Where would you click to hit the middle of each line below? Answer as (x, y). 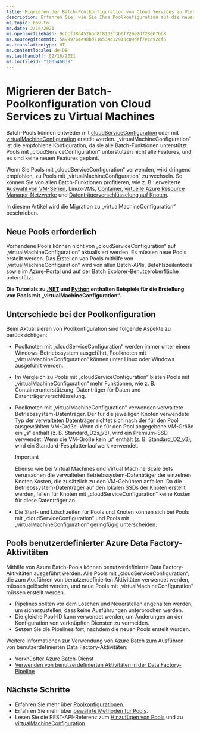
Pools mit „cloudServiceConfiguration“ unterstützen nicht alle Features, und (99, 152)
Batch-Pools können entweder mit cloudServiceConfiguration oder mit (93, 133)
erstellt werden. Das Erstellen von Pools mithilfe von (70, 259)
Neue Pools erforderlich (51, 232)
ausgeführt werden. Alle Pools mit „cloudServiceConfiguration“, (111, 573)
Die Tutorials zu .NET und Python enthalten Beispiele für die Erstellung (95, 289)
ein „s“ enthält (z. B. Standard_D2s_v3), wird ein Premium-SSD (91, 433)
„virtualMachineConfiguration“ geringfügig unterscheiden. (86, 524)
